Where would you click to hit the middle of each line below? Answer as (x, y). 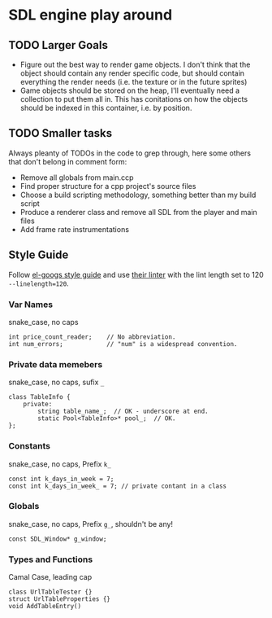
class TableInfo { (39, 397)
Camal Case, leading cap (50, 577)
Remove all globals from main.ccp (77, 178)
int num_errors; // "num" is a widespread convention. (123, 344)
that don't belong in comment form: (68, 161)
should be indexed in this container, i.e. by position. (106, 108)
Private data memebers (56, 364)
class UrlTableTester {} (50, 592)
